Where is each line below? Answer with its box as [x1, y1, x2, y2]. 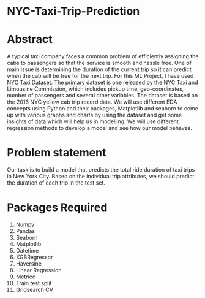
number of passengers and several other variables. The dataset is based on [7, 92, 198, 99]
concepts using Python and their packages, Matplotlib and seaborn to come [7, 105, 198, 112]
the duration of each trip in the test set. [7, 179, 106, 186]
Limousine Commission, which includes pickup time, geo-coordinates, [7, 85, 184, 93]
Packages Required [7, 201, 108, 215]
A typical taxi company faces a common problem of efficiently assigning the [7, 53, 199, 60]
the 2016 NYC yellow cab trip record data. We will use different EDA [7, 98, 177, 105]
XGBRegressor [15, 253, 53, 261]
